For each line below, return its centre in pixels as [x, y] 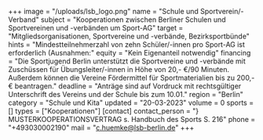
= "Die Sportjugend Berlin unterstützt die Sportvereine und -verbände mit [127, 61]
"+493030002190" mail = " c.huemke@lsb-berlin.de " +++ [101, 127]
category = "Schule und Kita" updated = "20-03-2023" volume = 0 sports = [131, 102]
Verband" [24, 20]
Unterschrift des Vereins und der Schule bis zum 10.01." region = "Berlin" [126, 94]
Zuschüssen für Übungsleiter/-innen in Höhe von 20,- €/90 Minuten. [119, 69]
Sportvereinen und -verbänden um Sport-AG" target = [96, 28]
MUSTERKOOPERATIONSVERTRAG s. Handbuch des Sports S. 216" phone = [132, 119]
